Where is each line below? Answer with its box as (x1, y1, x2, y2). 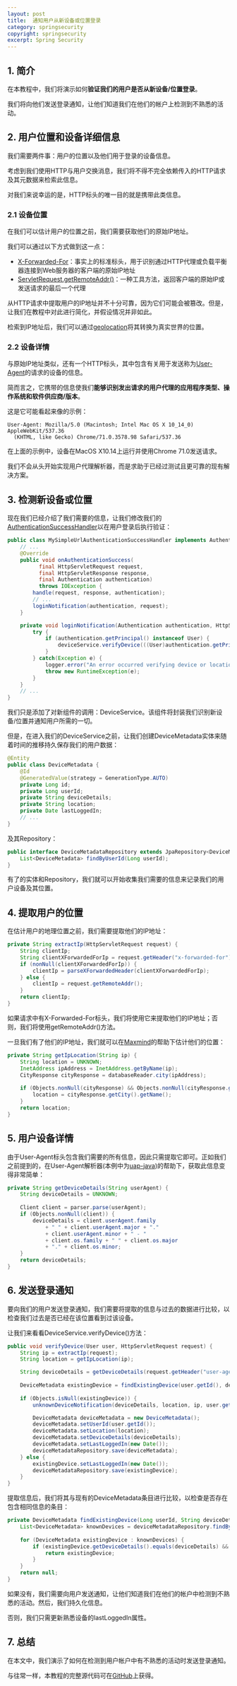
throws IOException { (38, 583, 102, 590)
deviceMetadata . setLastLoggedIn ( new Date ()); (32, 1440, 169, 1448)
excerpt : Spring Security (7, 37, 83, 44)
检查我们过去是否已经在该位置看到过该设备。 (7, 1313, 138, 1322)
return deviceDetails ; (20, 1257, 87, 1264)
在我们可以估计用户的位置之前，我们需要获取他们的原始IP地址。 (7, 227, 193, 236)
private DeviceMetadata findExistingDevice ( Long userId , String (7, 1517, 200, 1524)
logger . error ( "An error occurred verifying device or (44, 661, 207, 669)
